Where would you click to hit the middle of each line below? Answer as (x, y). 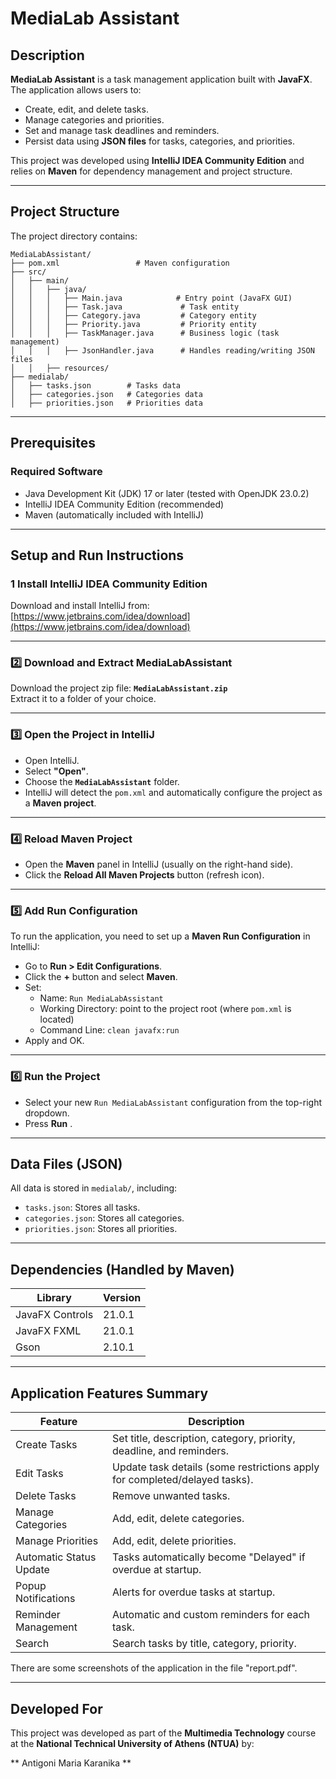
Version (122, 1298)
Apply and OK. (54, 1041)
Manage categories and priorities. (94, 120)
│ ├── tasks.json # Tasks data (96, 385)
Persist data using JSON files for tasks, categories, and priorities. (160, 141)
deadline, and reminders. (171, 1451)
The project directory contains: (74, 236)
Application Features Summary (109, 1393)
